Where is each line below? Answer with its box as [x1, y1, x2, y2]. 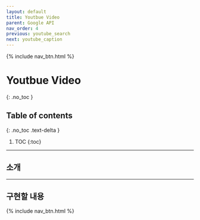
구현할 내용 [6, 191, 45, 202]
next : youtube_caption [6, 36, 62, 42]
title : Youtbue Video [6, 14, 60, 20]
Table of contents [6, 111, 73, 121]
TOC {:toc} [14, 138, 42, 145]
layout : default [6, 8, 46, 15]
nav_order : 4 [6, 25, 39, 32]
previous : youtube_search [6, 31, 70, 37]
